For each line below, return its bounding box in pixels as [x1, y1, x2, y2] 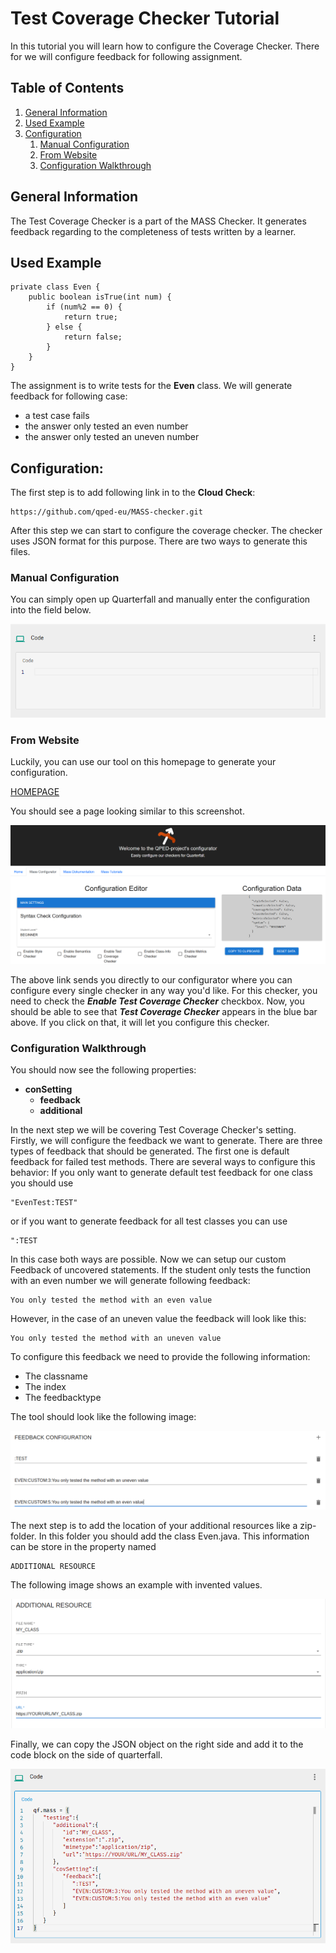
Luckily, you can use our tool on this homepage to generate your [10, 755, 277, 767]
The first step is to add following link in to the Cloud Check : [10, 487, 256, 499]
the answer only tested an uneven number [24, 431, 200, 443]
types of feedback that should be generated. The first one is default [10, 1145, 290, 1157]
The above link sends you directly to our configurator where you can [10, 973, 293, 986]
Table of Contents [10, 80, 125, 97]
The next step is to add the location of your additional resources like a [10, 1520, 298, 1532]
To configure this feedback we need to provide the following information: [10, 1351, 311, 1363]
